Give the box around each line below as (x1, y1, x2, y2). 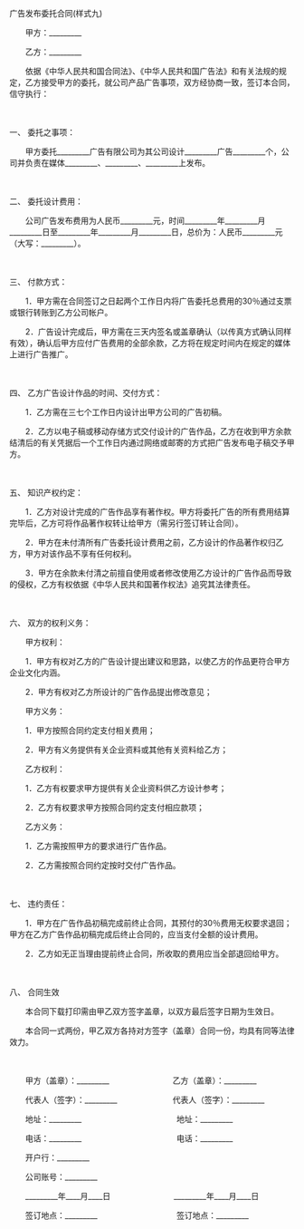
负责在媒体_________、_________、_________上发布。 (24, 158, 211, 168)
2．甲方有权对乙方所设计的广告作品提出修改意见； (24, 687, 213, 697)
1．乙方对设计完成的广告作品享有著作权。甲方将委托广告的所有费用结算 (24, 507, 290, 517)
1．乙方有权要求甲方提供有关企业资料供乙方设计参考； (24, 783, 227, 793)
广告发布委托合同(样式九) (9, 8, 103, 18)
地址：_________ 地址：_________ (24, 1114, 233, 1124)
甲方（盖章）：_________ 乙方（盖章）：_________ (24, 1075, 257, 1086)
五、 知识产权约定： (9, 488, 83, 498)
